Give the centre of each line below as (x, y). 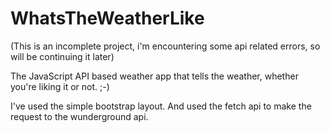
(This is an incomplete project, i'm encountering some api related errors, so (165, 46)
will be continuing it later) (62, 56)
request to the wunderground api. (79, 116)
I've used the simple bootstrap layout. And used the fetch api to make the (161, 106)
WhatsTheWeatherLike (107, 18)
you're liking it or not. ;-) (60, 86)
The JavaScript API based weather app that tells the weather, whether (154, 76)
